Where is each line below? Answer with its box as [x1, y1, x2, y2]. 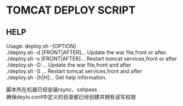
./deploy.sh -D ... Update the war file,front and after [6, 61, 131, 68]
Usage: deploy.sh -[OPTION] [6, 42, 76, 49]
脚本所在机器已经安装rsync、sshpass [6, 86, 98, 93]
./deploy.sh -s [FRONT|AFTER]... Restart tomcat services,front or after [6, 55, 178, 62]
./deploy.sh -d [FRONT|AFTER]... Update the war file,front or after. [6, 49, 168, 56]
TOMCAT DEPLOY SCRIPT [6, 4, 136, 17]
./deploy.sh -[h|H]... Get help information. [6, 74, 107, 81]
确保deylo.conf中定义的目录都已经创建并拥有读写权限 [6, 94, 136, 100]
